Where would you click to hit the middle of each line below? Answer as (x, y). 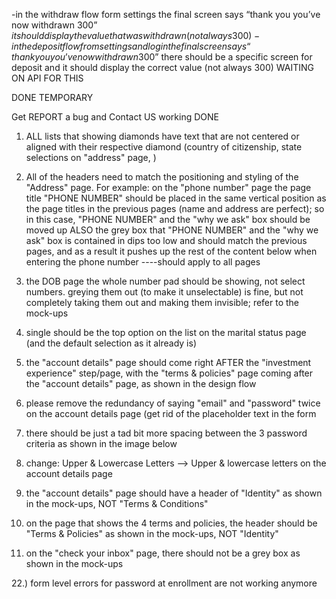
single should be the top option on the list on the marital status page (166, 332)
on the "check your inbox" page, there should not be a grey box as (163, 553)
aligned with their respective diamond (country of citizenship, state (164, 147)
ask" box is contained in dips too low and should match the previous (166, 240)
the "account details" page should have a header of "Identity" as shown (174, 493)
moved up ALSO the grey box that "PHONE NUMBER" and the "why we (172, 230)
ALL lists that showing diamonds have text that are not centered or (162, 136)
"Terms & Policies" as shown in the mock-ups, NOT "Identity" (152, 533)
